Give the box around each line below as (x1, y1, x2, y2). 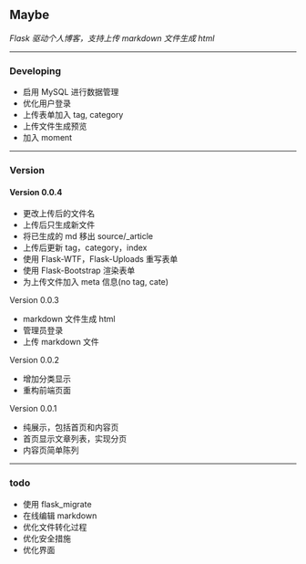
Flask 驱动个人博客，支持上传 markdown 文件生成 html (9, 32, 215, 44)
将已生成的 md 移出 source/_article (22, 231, 154, 242)
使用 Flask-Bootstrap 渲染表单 (22, 265, 136, 277)
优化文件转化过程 (22, 521, 87, 532)
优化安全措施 (22, 533, 71, 544)
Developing (9, 64, 62, 77)
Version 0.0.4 (9, 186, 63, 197)
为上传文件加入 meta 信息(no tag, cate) (22, 277, 169, 287)
